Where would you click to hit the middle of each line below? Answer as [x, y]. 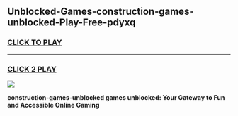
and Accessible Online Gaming [53, 105]
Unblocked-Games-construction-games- [101, 12]
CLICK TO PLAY [35, 43]
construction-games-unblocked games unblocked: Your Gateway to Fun [116, 97]
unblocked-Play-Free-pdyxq [72, 23]
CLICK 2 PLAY [32, 69]
